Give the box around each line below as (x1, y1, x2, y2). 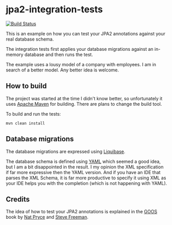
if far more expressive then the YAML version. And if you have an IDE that (6, 169, 161, 175)
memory (6, 51, 24, 58)
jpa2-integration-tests (6, 4, 103, 15)
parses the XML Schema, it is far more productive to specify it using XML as (6, 175, 166, 181)
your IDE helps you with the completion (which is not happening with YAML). (6, 180, 167, 186)
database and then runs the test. (24, 51, 93, 58)
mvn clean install (6, 121, 45, 126)
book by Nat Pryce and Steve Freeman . (6, 214, 89, 220)
